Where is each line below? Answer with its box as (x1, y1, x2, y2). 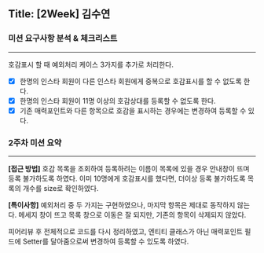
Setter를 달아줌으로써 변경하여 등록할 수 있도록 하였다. (22, 236, 189, 246)
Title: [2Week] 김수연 (8, 7, 111, 21)
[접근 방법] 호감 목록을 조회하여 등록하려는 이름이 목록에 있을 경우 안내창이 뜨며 (8, 164, 250, 174)
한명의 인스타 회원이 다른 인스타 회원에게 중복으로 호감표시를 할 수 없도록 (19, 76, 242, 86)
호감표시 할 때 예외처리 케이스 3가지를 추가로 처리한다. (8, 60, 174, 69)
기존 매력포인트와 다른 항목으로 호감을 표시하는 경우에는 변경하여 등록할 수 (19, 105, 247, 115)
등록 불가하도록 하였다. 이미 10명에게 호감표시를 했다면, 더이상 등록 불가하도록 (8, 174, 246, 183)
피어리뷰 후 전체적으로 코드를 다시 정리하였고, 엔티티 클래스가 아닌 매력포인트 (8, 227, 244, 236)
